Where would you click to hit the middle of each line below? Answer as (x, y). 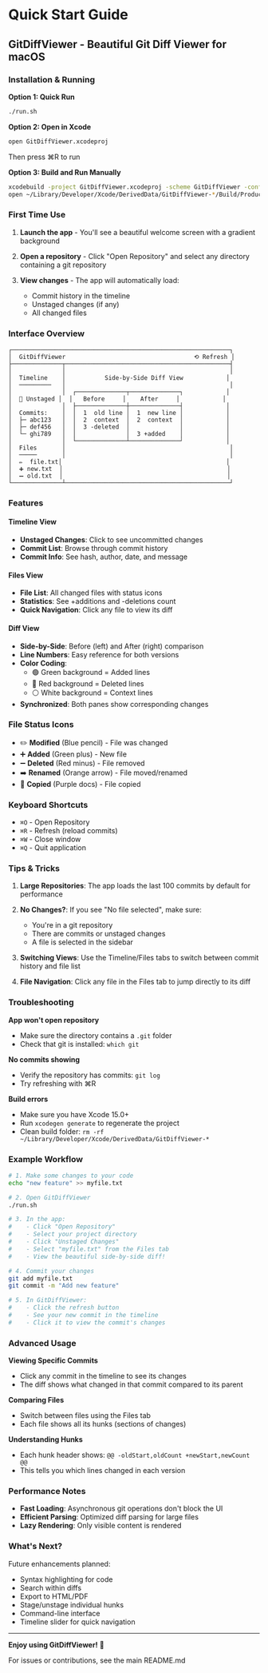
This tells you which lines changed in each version (102, 1471)
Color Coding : (43, 663)
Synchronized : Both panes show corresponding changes (114, 704)
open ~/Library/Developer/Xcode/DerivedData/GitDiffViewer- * (112, 194)
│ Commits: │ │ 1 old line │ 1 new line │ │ (119, 413)
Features (26, 503)
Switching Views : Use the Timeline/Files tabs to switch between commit (139, 958)
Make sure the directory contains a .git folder (96, 1035)
